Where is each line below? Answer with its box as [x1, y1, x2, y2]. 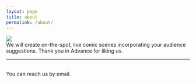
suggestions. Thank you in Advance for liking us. [6, 47, 124, 54]
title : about [6, 14, 38, 20]
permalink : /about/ [6, 19, 54, 25]
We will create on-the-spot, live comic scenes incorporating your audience [6, 41, 186, 49]
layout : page [6, 8, 38, 15]
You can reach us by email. [6, 71, 71, 78]
